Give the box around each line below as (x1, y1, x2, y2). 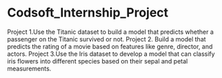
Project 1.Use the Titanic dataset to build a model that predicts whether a (7, 28, 214, 36)
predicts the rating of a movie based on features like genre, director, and (7, 42, 213, 50)
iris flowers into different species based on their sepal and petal (7, 57, 188, 65)
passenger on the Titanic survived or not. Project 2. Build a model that (7, 35, 206, 43)
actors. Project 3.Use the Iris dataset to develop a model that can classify (7, 50, 215, 58)
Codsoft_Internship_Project (7, 5, 169, 21)
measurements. (7, 64, 52, 72)
